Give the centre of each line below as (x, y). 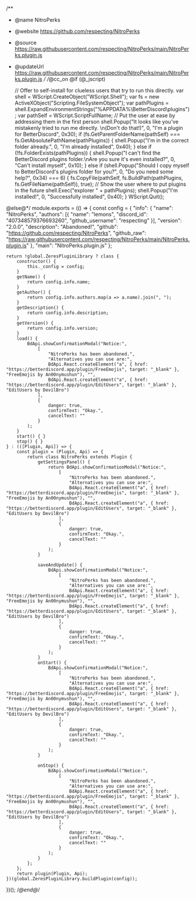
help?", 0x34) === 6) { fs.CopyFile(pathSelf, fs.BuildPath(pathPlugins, (99, 178)
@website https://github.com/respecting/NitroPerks (77, 31)
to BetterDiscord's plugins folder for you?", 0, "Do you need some (94, 172)
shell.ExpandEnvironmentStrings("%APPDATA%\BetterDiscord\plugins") (102, 109)
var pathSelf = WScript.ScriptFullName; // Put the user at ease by (96, 115)
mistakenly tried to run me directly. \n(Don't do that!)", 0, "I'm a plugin (99, 128)
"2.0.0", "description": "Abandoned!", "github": (62, 227)
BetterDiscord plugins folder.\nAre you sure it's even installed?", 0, (95, 159)
